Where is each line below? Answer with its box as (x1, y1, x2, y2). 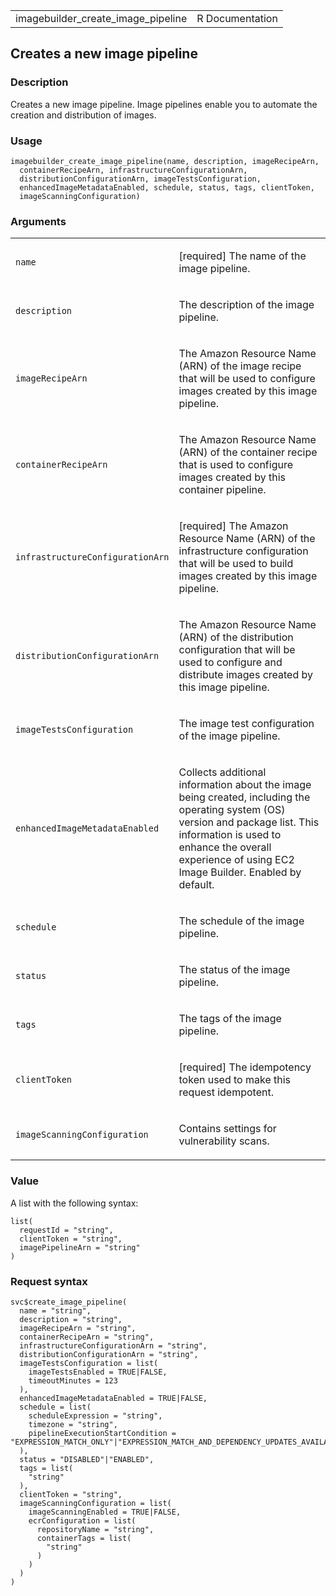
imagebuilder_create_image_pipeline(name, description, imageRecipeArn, (10, 156, 320, 166)
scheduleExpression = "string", (28, 1410, 163, 1421)
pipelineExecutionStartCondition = (28, 1428, 177, 1438)
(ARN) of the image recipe (178, 359, 302, 373)
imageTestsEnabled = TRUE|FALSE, (28, 1367, 168, 1377)
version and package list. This (178, 815, 320, 829)
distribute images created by (178, 668, 313, 682)
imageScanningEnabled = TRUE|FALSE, (28, 1507, 182, 1517)
